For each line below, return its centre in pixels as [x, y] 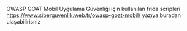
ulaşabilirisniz [24, 22]
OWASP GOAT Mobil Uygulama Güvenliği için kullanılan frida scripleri [93, 9]
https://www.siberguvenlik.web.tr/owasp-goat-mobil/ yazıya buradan [93, 15]
